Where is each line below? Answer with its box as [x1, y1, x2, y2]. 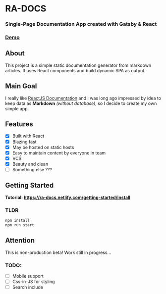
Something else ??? [12, 166, 53, 172]
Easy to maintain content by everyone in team [12, 149, 106, 156]
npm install [5, 218, 30, 223]
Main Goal [5, 82, 37, 91]
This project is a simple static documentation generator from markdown [5, 62, 152, 68]
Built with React [12, 133, 45, 139]
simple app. [5, 105, 29, 111]
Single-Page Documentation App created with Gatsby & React [5, 21, 157, 28]
